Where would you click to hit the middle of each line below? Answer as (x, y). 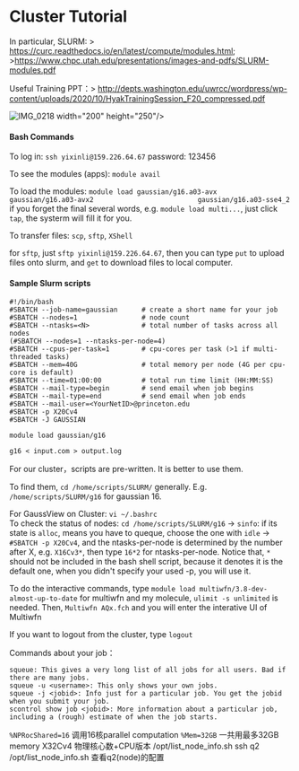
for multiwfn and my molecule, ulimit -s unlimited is (179, 598)
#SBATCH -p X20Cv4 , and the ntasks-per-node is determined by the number (146, 543)
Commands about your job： (62, 653)
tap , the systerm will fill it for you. (71, 218)
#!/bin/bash (31, 302)
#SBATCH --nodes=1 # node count (100, 318)
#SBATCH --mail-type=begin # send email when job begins (132, 389)
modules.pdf (33, 70)
